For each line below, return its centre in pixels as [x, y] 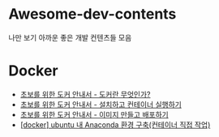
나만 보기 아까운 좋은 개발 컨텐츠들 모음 [70, 37]
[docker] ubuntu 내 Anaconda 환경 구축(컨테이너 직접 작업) [115, 124]
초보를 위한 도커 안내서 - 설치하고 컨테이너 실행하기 [101, 104]
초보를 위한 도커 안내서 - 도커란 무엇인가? [85, 94]
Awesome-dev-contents [92, 14]
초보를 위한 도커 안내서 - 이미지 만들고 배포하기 [94, 114]
